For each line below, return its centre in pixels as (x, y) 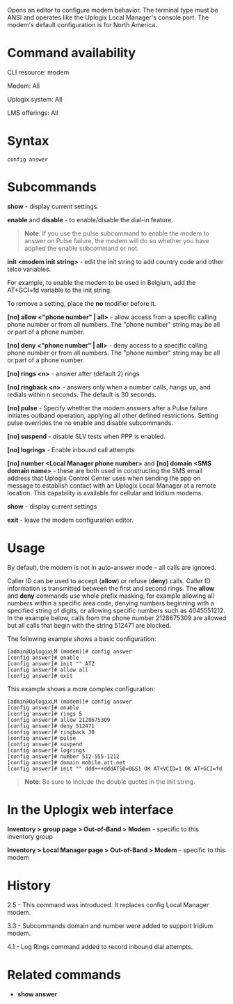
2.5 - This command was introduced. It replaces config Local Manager (108, 904)
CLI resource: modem (38, 72)
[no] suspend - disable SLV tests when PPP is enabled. (86, 436)
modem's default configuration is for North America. (82, 25)
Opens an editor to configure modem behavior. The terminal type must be (113, 10)
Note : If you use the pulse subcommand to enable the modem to (117, 233)
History (29, 885)
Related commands (64, 974)
